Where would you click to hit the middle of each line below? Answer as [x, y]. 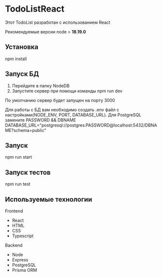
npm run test [18, 184]
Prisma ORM [24, 270]
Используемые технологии [49, 199]
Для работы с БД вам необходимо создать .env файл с [62, 110]
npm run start [19, 157]
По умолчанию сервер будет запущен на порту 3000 [60, 100]
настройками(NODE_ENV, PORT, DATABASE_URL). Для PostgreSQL [73, 114]
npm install [16, 59]
